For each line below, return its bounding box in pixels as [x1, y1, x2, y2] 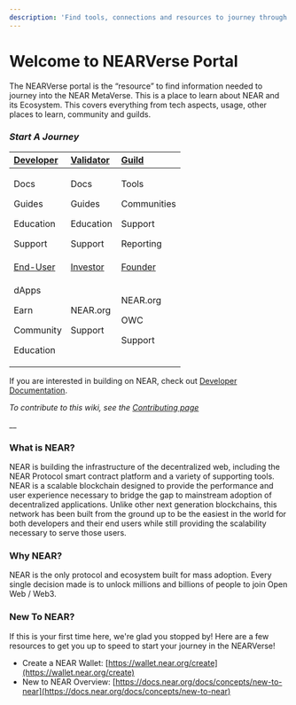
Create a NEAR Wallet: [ [21, 657, 109, 668]
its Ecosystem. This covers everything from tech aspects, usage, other [9, 99, 268, 110]
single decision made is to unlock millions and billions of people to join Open [9, 579, 288, 590]
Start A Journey [9, 130, 80, 143]
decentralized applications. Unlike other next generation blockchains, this [9, 499, 277, 510]
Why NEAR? [9, 550, 63, 562]
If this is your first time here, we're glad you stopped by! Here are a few [9, 631, 269, 641]
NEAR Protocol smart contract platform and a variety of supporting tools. [9, 471, 275, 482]
